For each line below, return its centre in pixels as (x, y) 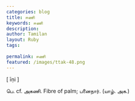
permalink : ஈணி (26, 57)
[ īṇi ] (13, 79)
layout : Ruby (23, 40)
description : (23, 29)
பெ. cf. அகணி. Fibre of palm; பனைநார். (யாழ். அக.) (68, 91)
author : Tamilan (27, 34)
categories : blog (28, 12)
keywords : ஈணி (25, 23)
